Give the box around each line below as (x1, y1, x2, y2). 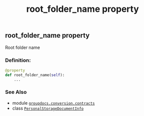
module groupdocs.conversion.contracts (12, 100, 95, 106)
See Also (5, 89, 27, 96)
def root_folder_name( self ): (5, 73, 65, 77)
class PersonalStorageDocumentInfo (12, 105, 84, 111)
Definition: (5, 57, 31, 64)
